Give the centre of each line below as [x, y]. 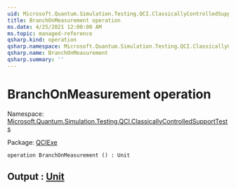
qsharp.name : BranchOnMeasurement [58, 53]
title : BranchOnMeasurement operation [64, 20]
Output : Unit [36, 177]
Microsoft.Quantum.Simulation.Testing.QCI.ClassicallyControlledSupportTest [118, 121]
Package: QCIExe [32, 142]
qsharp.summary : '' [36, 60]
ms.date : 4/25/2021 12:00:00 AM [54, 27]
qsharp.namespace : [34, 46]
